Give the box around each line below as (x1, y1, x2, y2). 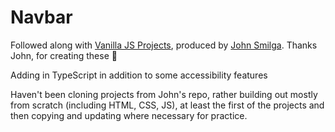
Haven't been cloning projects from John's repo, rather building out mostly (10, 88, 318, 100)
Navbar (10, 6, 73, 29)
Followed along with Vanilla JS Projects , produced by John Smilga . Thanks (10, 39, 318, 51)
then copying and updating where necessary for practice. (10, 109, 248, 121)
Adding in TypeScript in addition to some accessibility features (10, 69, 268, 81)
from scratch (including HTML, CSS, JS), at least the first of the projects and (10, 99, 325, 111)
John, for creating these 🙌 (10, 49, 118, 61)
